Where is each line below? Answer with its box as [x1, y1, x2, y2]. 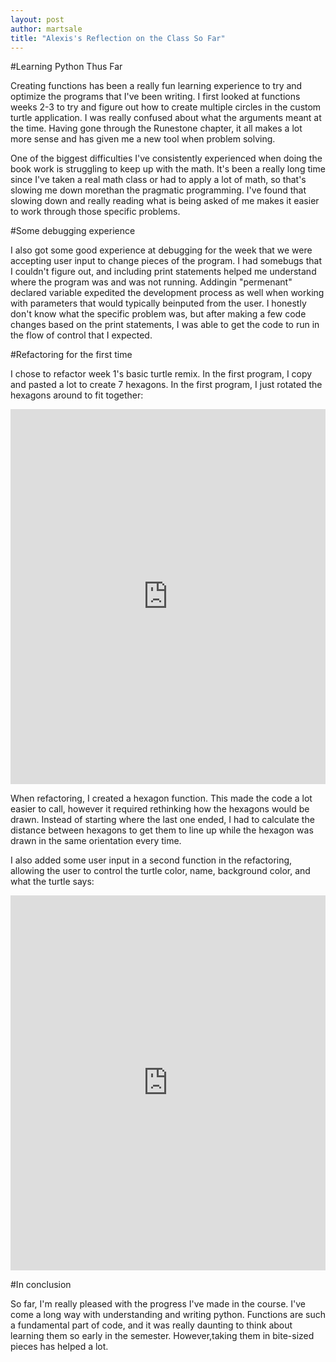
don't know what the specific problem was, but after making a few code [10, 308, 307, 320]
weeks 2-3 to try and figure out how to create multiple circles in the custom [10, 101, 322, 113]
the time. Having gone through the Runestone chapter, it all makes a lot [10, 122, 303, 135]
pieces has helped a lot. [10, 1341, 109, 1353]
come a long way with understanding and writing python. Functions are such [10, 1309, 326, 1321]
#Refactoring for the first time [10, 349, 133, 361]
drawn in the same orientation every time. [10, 835, 182, 847]
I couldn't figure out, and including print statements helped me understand [10, 266, 317, 278]
